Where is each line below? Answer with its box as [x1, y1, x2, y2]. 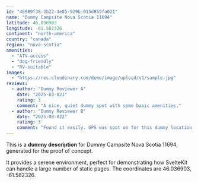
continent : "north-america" [6, 31, 76, 37]
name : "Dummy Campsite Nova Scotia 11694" [6, 14, 113, 20]
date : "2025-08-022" [17, 113, 68, 119]
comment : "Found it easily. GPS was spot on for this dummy [17, 125, 168, 131]
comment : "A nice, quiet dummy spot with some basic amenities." [17, 102, 182, 109]
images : [6, 70, 25, 75]
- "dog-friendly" [11, 58, 55, 64]
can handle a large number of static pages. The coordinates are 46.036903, [6, 165, 191, 172]
